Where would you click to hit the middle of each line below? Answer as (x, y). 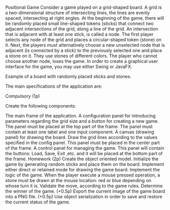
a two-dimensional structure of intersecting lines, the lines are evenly (78, 13)
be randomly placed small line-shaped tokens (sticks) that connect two (79, 23)
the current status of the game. (38, 202)
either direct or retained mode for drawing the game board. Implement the (82, 170)
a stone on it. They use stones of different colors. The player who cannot (81, 56)
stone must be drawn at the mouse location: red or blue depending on (78, 180)
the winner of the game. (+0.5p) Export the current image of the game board (85, 191)
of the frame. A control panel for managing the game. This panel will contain (85, 148)
